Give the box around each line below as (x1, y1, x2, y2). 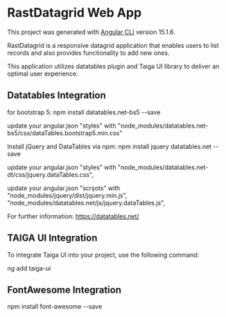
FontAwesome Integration (7, 284, 122, 295)
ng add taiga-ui (7, 264, 51, 272)
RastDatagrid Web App (7, 5, 142, 21)
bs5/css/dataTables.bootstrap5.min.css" (7, 128, 123, 137)
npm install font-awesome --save (7, 302, 103, 311)
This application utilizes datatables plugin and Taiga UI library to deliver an (7, 62, 220, 70)
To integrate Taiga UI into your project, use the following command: (7, 250, 200, 259)
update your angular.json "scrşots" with (7, 184, 121, 192)
